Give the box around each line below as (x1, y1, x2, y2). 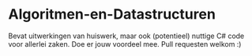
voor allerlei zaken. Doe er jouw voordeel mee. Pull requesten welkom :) (8, 39, 242, 48)
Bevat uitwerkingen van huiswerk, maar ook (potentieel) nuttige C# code (8, 31, 245, 40)
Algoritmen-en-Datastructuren (8, 5, 216, 23)
